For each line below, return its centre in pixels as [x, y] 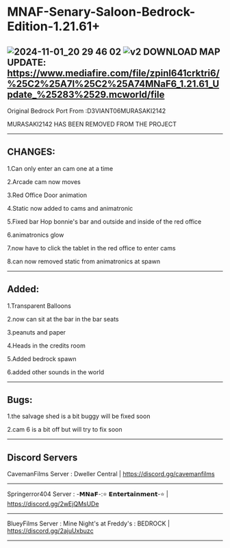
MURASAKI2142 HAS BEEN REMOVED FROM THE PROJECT [92, 124]
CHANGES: [31, 152]
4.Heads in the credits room [46, 345]
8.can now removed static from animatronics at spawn [84, 261]
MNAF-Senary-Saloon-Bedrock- [101, 12]
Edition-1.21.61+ [54, 26]
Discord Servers [42, 457]
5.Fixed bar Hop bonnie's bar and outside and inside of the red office [104, 221]
